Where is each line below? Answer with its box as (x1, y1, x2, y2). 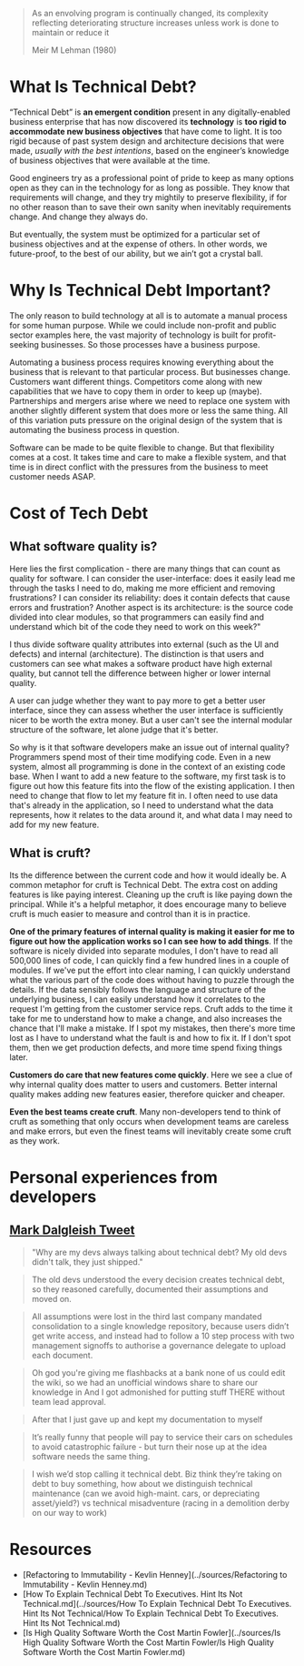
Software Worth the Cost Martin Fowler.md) (22, 1646, 186, 1657)
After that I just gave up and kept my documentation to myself (31, 1414, 263, 1425)
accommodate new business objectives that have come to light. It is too (9, 126, 283, 136)
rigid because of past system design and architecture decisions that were (9, 136, 285, 146)
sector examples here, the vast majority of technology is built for (9, 329, 251, 340)
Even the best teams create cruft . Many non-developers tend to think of (9, 1106, 281, 1117)
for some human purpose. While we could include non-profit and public (9, 319, 277, 330)
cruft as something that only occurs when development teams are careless (9, 1116, 289, 1126)
